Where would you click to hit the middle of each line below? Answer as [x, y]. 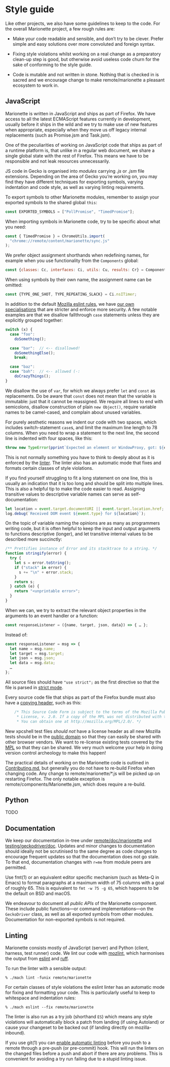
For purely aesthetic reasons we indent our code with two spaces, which [81, 422]
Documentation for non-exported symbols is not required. [65, 920]
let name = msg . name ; [33, 649]
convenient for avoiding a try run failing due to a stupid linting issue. [76, 1059]
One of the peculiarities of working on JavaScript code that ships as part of [84, 145]
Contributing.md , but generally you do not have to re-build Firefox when [80, 768]
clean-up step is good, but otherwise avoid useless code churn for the [86, 59]
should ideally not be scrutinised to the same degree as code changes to [81, 851]
